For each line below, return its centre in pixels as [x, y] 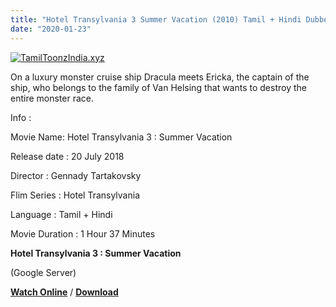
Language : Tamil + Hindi [61, 214]
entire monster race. [52, 98]
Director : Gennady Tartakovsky [76, 175]
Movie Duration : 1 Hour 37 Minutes [83, 233]
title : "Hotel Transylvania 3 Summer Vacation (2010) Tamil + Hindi [156, 19]
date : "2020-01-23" [51, 29]
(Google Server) [43, 272]
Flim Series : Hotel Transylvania [75, 195]
